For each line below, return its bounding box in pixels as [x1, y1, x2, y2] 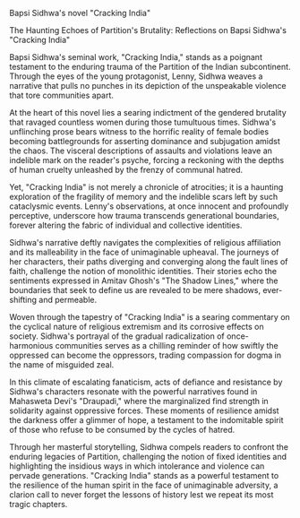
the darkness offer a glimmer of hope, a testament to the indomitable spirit [9, 415, 284, 425]
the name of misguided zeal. [9, 359, 115, 370]
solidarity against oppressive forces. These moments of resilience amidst [9, 405, 279, 416]
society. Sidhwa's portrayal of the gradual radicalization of [9, 331, 226, 341]
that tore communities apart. [9, 90, 115, 100]
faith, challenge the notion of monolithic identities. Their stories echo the [9, 266, 278, 276]
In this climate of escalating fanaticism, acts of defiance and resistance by [9, 376, 283, 387]
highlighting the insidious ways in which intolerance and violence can [9, 461, 265, 471]
